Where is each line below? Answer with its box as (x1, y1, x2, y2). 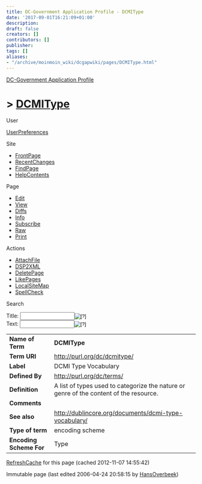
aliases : (6, 54, 28, 60)
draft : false (6, 25, 39, 32)
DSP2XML (14, 263, 41, 270)
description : (6, 20, 39, 26)
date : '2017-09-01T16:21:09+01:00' (6, 14, 96, 21)
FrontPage (14, 152, 41, 159)
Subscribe (14, 220, 41, 228)
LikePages (14, 276, 41, 283)
